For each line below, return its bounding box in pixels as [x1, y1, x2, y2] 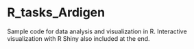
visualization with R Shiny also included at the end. [7, 34, 150, 42]
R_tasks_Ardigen [7, 5, 105, 20]
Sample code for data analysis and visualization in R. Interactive [7, 27, 187, 35]
